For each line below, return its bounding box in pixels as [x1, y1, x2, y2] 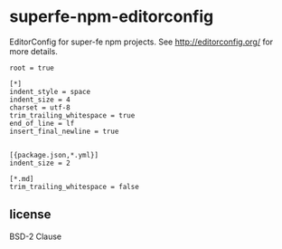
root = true [9, 63, 54, 72]
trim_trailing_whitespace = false [9, 182, 140, 191]
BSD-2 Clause [9, 231, 61, 242]
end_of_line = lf [9, 119, 75, 128]
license [9, 206, 52, 223]
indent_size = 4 [9, 95, 70, 104]
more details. [9, 45, 59, 56]
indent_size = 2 [9, 158, 70, 168]
